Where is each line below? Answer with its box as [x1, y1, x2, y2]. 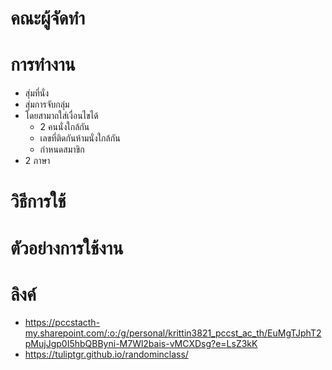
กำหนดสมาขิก [39, 143, 85, 156]
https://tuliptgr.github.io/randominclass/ [24, 348, 189, 361]
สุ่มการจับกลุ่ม [24, 98, 70, 111]
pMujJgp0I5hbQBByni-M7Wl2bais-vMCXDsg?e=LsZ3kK [24, 338, 258, 350]
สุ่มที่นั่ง [24, 87, 50, 99]
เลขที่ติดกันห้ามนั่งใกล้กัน [39, 132, 121, 144]
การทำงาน [10, 53, 76, 76]
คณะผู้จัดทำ [10, 7, 86, 30]
